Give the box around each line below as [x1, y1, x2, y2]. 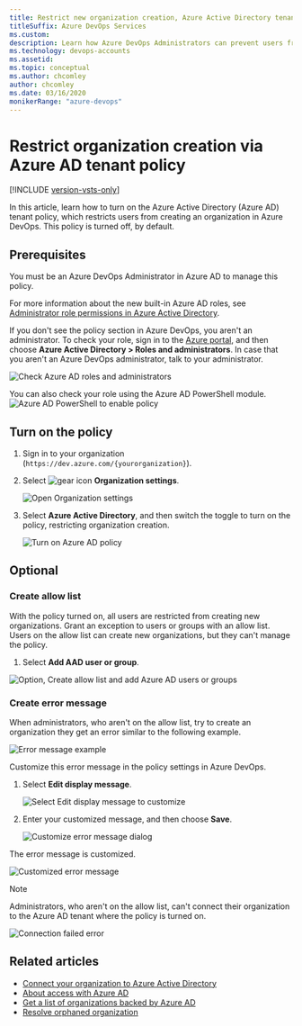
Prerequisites [9, 247, 86, 262]
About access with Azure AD [22, 987, 129, 998]
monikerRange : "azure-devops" [9, 96, 123, 106]
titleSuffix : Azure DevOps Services [9, 22, 147, 31]
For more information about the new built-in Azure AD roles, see [9, 298, 247, 309]
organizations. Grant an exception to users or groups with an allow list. [9, 620, 271, 631]
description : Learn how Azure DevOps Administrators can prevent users [9, 38, 283, 48]
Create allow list [9, 590, 82, 603]
